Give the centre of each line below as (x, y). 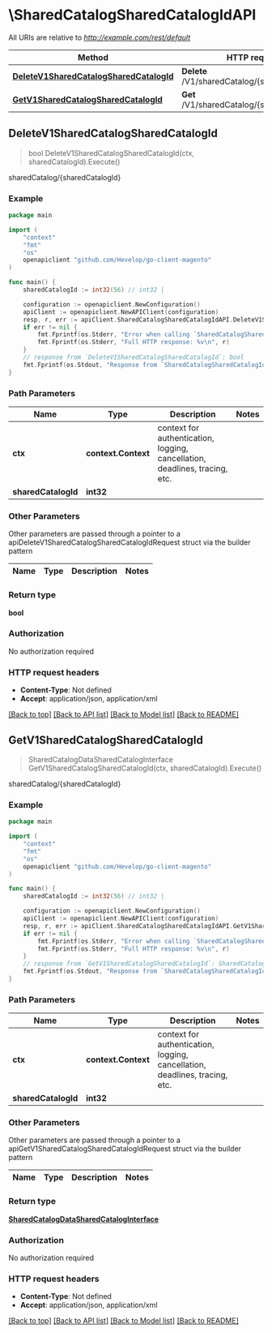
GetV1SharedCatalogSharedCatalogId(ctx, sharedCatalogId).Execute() (145, 768)
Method (93, 57)
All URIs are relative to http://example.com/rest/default (100, 37)
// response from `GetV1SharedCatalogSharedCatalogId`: (119, 964)
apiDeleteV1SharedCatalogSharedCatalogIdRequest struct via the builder (130, 542)
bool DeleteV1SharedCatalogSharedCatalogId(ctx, (111, 153)
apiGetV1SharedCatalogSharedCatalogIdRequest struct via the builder (125, 1149)
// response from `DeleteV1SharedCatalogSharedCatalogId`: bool (134, 358)
